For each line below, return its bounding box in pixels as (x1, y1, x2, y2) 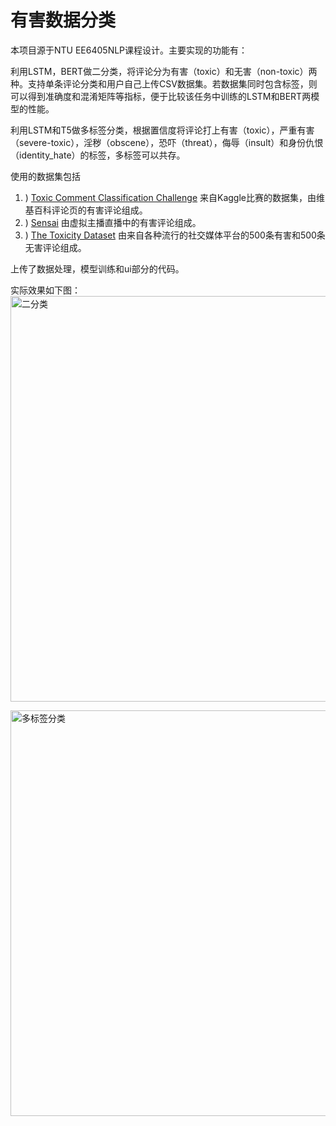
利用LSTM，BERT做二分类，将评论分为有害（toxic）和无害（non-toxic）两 (10, 65, 318, 77)
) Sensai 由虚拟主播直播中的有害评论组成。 (24, 216, 202, 228)
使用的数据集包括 (10, 170, 81, 182)
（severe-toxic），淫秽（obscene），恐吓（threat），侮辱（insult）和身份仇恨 (10, 136, 324, 148)
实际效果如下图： (10, 284, 81, 296)
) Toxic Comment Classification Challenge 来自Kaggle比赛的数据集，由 (24, 191, 317, 203)
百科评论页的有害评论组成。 (33, 204, 148, 216)
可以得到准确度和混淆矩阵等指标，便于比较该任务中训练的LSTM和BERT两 (10, 90, 312, 102)
